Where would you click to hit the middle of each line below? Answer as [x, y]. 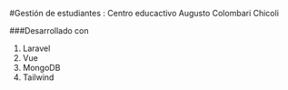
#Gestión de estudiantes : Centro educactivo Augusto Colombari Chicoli [144, 13]
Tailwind [38, 77]
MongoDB [41, 68]
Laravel [36, 48]
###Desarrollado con [49, 30]
